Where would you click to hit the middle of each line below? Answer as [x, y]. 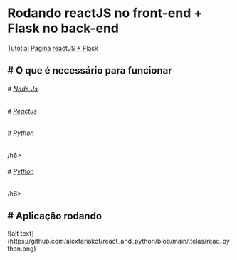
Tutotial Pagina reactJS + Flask [53, 48]
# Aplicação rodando [54, 216]
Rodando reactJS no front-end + [105, 13]
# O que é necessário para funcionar [90, 70]
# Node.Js [22, 89]
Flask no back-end [63, 28]
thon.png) [22, 249]
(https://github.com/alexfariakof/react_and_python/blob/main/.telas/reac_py [118, 241]
